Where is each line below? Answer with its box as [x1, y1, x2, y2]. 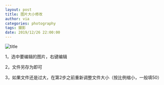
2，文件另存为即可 [5, 64, 43, 70]
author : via [5, 16, 29, 21]
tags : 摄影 [5, 26, 26, 30]
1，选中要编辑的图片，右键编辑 [5, 54, 67, 59]
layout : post [5, 7, 32, 12]
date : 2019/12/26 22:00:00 [5, 30, 60, 35]
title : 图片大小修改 [5, 12, 43, 17]
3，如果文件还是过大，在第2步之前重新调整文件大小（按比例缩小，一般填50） [5, 75, 162, 80]
